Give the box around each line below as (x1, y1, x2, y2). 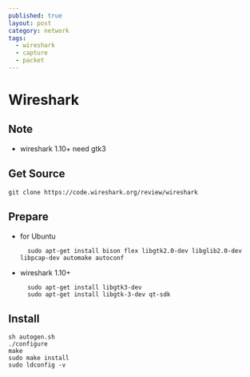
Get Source (8, 167, 65, 181)
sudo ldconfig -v (8, 361, 66, 369)
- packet (15, 57, 45, 65)
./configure (8, 340, 48, 348)
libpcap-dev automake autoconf (19, 254, 125, 262)
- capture (15, 49, 48, 57)
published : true (8, 11, 62, 20)
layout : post (8, 19, 52, 27)
